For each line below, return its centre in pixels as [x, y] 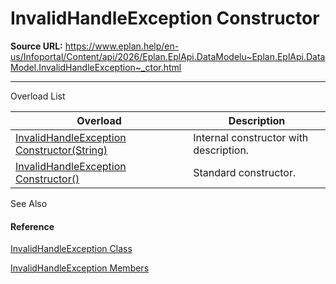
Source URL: [36, 46]
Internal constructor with [251, 137]
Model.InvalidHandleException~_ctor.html [96, 67]
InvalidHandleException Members [80, 268]
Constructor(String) [61, 150]
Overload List [38, 96]
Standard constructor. [245, 172]
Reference [32, 226]
